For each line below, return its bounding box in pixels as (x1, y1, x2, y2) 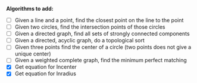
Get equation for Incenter (14, 63, 77, 70)
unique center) (14, 50, 52, 57)
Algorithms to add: (6, 5, 54, 12)
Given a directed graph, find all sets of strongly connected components (14, 30, 190, 38)
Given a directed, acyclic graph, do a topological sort (14, 37, 145, 44)
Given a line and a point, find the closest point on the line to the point (14, 17, 184, 23)
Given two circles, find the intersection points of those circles (14, 23, 165, 30)
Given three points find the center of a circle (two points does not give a (14, 44, 192, 51)
